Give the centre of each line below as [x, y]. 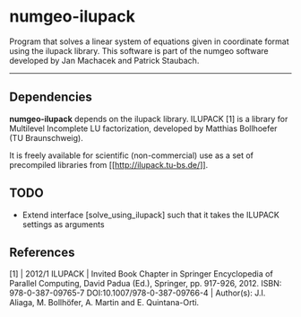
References [42, 252]
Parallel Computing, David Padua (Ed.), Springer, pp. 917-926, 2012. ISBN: [146, 284]
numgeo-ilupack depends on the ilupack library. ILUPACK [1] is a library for [149, 119]
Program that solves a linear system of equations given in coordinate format [149, 41]
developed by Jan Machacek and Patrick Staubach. [104, 60]
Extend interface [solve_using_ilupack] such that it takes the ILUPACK [150, 215]
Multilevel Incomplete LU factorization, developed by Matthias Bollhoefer [143, 128]
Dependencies [51, 97]
